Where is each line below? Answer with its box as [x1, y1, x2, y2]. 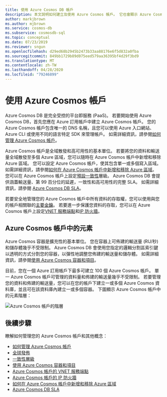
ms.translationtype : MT [5, 58, 55, 63]
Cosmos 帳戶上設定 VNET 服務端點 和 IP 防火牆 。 [5, 208, 103, 214]
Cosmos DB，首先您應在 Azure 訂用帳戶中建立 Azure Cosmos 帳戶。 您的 [5, 118, 156, 124]
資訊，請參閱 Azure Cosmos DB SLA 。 [5, 185, 84, 191]
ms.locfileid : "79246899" [5, 72, 59, 77]
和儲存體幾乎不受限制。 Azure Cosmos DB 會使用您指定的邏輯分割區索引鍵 [5, 244, 158, 250]
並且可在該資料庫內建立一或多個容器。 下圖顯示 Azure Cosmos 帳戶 [18, 286, 157, 292]
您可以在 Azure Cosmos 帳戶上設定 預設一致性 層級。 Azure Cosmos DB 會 [5, 173, 156, 179]
